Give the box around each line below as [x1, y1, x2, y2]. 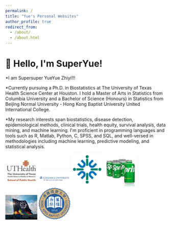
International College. [5, 106, 51, 112]
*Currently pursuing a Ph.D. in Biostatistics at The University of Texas [5, 84, 152, 91]
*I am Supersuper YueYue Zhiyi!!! [5, 75, 76, 81]
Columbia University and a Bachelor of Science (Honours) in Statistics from [5, 95, 164, 102]
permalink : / [5, 8, 33, 13]
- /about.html [10, 35, 40, 40]
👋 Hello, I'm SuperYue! [5, 58, 103, 70]
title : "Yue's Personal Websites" [5, 13, 79, 19]
